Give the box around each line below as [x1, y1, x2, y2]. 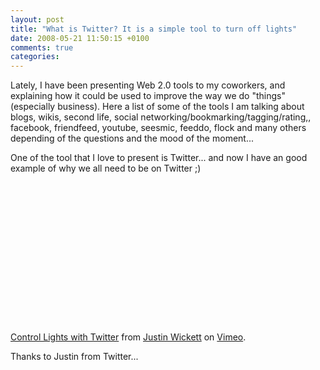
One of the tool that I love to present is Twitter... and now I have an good [10, 152, 308, 164]
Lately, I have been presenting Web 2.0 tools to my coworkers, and [10, 79, 286, 91]
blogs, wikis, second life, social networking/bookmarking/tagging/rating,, [10, 111, 312, 123]
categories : [10, 52, 60, 62]
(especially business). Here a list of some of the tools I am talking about [10, 101, 305, 113]
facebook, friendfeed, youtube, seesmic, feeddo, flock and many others [10, 122, 307, 134]
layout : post [10, 14, 65, 25]
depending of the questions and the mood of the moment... [10, 132, 255, 145]
